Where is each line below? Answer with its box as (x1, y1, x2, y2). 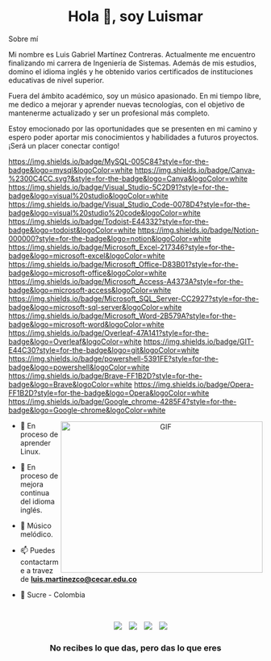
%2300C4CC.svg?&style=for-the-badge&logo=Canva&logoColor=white (8, 174, 248, 183)
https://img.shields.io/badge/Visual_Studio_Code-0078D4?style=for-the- (8, 199, 251, 209)
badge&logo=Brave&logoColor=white (8, 379, 133, 389)
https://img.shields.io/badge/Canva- (134, 165, 256, 174)
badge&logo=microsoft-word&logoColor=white (8, 319, 165, 329)
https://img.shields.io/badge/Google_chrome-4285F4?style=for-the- (8, 396, 237, 406)
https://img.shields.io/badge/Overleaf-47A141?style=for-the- (8, 328, 210, 337)
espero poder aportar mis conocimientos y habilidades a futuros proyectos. (8, 132, 260, 142)
